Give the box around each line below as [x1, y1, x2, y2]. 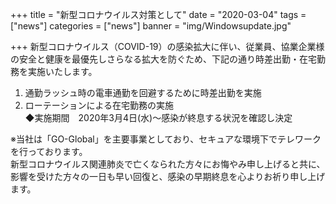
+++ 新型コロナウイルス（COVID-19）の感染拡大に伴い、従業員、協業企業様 [10, 41, 325, 52]
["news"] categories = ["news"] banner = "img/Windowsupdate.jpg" [10, 20, 292, 32]
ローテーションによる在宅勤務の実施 [24, 99, 175, 111]
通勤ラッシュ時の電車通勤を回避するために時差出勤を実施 [24, 87, 262, 98]
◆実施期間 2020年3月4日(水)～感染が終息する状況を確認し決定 [24, 112, 293, 123]
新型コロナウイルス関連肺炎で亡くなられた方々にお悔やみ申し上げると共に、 [10, 158, 326, 170]
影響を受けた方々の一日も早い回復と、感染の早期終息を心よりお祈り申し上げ [10, 171, 326, 182]
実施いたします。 [27, 66, 98, 77]
